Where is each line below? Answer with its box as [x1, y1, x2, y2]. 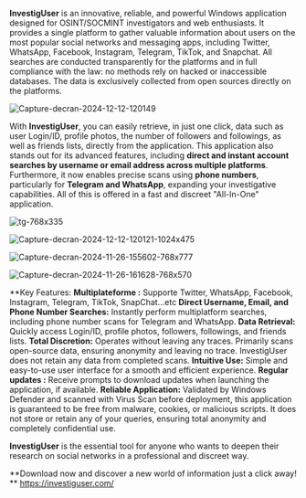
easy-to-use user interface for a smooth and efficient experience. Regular [9, 365, 289, 376]
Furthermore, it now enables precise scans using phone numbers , [9, 169, 259, 180]
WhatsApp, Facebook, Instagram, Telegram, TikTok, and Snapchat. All [9, 47, 272, 58]
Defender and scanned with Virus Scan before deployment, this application [9, 394, 292, 405]
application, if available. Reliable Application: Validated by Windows [9, 384, 267, 395]
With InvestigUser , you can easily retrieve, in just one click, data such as [9, 121, 284, 132]
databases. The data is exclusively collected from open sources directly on [9, 76, 291, 86]
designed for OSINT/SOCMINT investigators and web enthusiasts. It [9, 17, 265, 28]
